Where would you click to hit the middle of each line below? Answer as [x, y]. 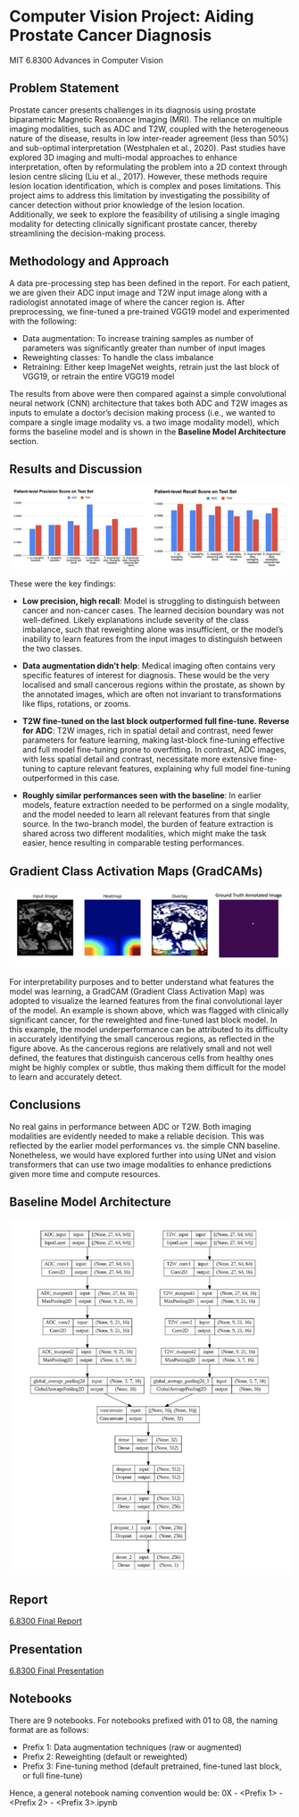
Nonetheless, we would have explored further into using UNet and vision [143, 1155]
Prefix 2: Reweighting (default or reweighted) [105, 1756]
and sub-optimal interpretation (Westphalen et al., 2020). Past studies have [147, 147]
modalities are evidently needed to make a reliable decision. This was [137, 1136]
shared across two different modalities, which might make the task [144, 834]
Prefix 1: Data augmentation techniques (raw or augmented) [132, 1747]
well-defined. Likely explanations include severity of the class [136, 620]
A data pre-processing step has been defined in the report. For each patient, [150, 282]
